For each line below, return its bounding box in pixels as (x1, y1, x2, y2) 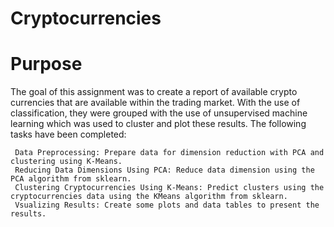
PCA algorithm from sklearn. (10, 174, 132, 184)
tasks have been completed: (10, 128, 127, 141)
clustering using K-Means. (10, 157, 123, 167)
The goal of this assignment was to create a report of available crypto (10, 86, 298, 98)
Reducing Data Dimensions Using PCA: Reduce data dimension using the (14, 165, 315, 176)
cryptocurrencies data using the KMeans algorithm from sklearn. (10, 192, 288, 202)
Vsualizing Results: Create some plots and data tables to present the (14, 200, 320, 211)
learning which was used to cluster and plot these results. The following (10, 118, 307, 130)
